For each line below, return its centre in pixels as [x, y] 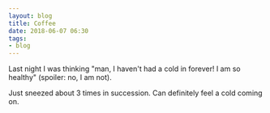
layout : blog [30, 16]
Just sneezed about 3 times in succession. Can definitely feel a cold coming [135, 93]
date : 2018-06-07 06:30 [49, 31]
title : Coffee [32, 23]
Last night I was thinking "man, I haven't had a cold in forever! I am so [124, 69]
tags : [17, 38]
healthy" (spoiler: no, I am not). [60, 77]
